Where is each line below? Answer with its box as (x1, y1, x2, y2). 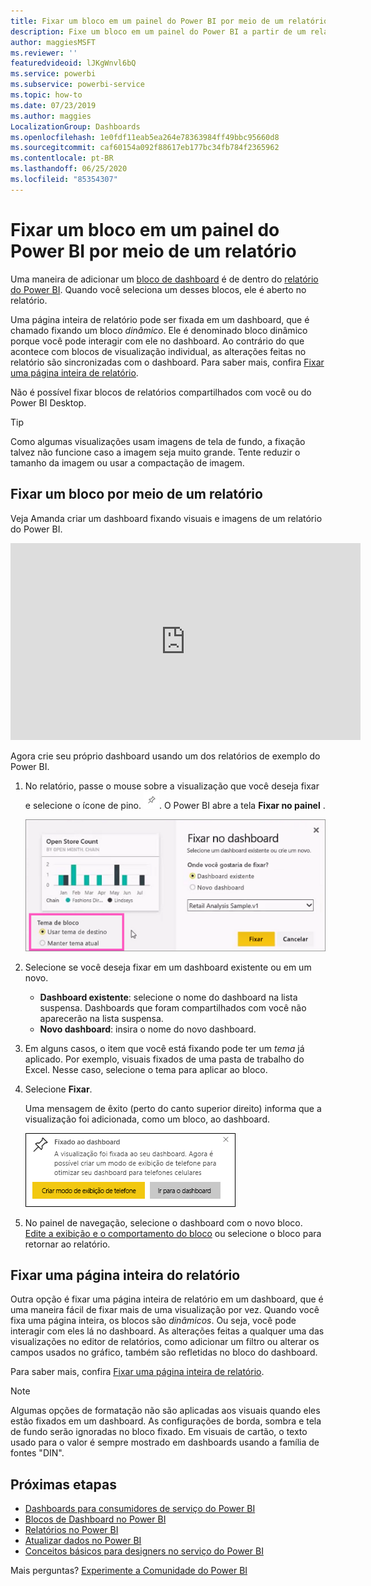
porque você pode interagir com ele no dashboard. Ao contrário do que (10, 335, 305, 347)
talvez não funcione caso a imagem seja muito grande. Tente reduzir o (10, 446, 301, 458)
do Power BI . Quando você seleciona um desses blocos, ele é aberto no (10, 283, 307, 295)
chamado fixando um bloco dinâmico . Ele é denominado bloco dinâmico (10, 324, 308, 336)
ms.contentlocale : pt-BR (10, 153, 114, 164)
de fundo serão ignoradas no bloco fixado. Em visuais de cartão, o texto (10, 1426, 308, 1438)
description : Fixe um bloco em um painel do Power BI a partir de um (10, 26, 307, 37)
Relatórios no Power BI (24, 1524, 119, 1536)
